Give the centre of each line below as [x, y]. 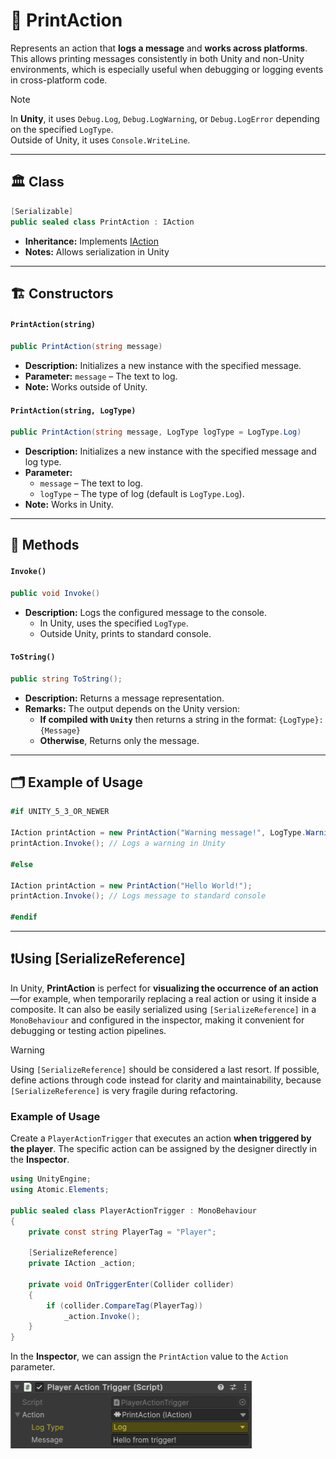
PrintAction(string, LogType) [73, 410]
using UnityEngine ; [51, 1179]
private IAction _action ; [82, 1264]
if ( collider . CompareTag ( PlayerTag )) [124, 1305]
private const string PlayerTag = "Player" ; [122, 1232]
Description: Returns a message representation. [124, 698]
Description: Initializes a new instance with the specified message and [170, 451]
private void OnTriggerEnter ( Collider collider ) [131, 1284]
